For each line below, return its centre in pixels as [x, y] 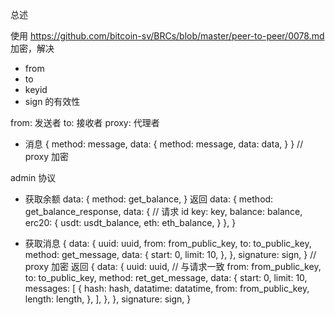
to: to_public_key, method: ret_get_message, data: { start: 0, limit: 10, [166, 277]
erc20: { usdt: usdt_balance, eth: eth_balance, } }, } [130, 222]
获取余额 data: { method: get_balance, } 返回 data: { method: [149, 199]
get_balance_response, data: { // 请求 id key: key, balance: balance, [163, 211]
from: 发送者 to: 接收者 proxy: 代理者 [85, 122]
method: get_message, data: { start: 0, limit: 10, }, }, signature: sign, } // [170, 254]
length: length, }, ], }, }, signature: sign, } [108, 299]
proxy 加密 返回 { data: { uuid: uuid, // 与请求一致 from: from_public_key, [173, 266]
